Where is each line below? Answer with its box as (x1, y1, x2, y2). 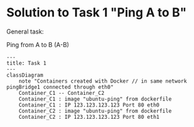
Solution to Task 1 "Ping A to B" (6, 5, 187, 20)
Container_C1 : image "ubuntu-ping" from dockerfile (18, 96, 172, 102)
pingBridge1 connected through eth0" (6, 83, 114, 90)
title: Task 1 (6, 59, 47, 66)
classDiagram (6, 72, 44, 79)
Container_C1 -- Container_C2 (18, 89, 105, 96)
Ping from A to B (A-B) (6, 40, 70, 48)
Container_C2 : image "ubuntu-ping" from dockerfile (18, 107, 172, 114)
